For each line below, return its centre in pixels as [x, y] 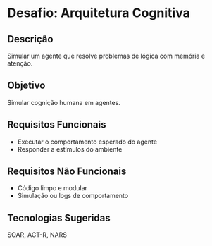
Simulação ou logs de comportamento [73, 196]
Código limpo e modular [52, 188]
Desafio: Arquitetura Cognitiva [99, 13]
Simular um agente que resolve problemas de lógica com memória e [106, 56]
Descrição [30, 39]
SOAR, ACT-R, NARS [37, 235]
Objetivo [26, 86]
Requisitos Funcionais [57, 125]
